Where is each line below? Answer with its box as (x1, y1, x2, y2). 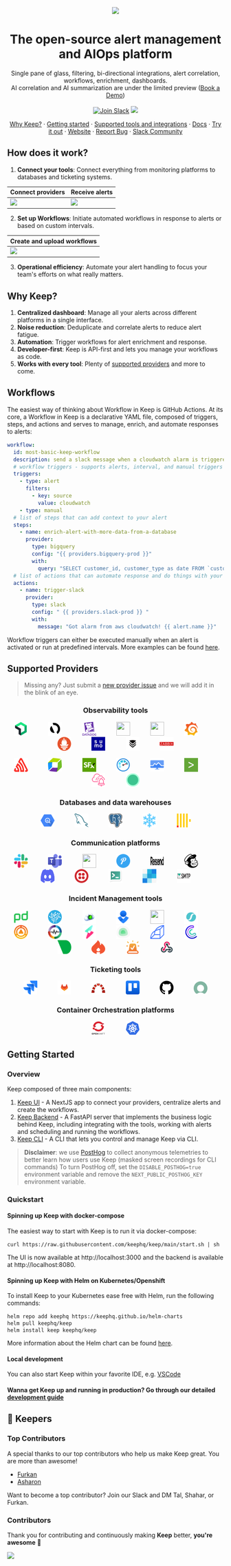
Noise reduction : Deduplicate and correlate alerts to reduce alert (16, 323, 201, 331)
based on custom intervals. (16, 222, 94, 229)
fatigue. (16, 331, 39, 339)
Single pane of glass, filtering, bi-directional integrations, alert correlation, (11, 69, 220, 77)
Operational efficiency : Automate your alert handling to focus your (16, 263, 208, 271)
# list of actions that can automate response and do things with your (13, 572, 223, 579)
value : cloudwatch (37, 499, 91, 506)
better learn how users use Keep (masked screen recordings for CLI (23, 1155, 217, 1164)
